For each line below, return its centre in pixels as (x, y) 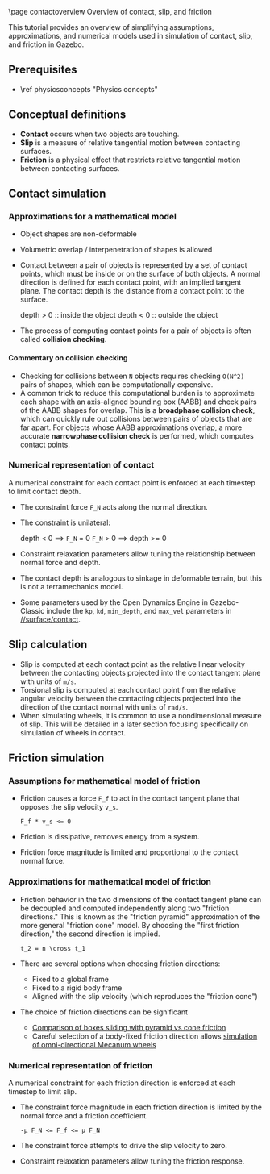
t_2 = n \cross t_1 (53, 948)
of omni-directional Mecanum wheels (94, 1044)
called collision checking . (63, 339)
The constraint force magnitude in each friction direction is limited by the (141, 1107)
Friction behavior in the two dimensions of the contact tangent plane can (141, 899)
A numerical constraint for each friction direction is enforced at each (122, 1083)
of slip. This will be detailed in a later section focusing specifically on (134, 724)
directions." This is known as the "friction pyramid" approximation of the (140, 916)
